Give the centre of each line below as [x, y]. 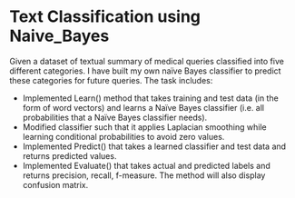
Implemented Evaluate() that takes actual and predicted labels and [146, 165]
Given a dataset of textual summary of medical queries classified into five [147, 61]
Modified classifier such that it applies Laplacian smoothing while [144, 127]
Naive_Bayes [59, 36]
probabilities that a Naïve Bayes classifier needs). [115, 117]
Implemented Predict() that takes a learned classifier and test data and [154, 146]
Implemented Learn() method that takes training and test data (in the [150, 98]
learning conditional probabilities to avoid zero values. [123, 136]
